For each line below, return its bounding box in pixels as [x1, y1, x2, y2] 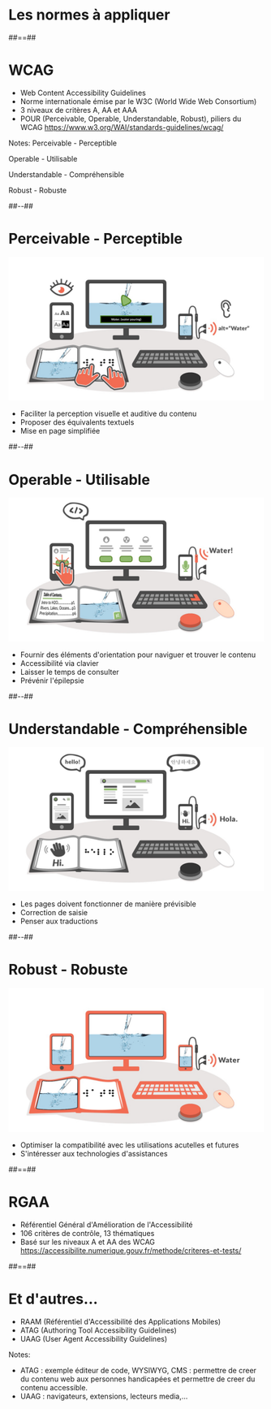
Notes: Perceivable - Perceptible [8, 138, 118, 148]
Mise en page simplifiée [19, 426, 101, 436]
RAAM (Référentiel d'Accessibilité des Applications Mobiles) [19, 1316, 222, 1326]
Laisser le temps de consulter [19, 667, 119, 676]
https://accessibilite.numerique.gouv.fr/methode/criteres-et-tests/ [19, 1245, 242, 1256]
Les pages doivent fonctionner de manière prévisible [19, 899, 196, 909]
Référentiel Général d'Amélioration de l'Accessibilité [19, 1220, 193, 1230]
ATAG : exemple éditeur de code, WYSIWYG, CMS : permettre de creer [19, 1365, 257, 1375]
